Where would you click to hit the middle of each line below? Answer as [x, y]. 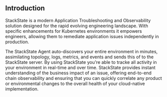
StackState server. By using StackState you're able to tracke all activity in [81, 62]
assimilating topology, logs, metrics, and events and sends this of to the [79, 57]
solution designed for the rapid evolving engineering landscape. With [77, 26]
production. [17, 42]
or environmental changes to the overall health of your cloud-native [75, 83]
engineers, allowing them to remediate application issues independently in [82, 36]
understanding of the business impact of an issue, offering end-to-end [78, 73]
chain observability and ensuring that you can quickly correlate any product [84, 78]
